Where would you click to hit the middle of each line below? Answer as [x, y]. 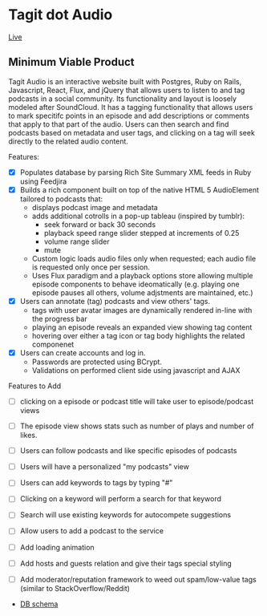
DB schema [39, 604]
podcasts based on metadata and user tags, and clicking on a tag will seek [131, 132]
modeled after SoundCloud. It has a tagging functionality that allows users [131, 107]
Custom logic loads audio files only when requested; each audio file [144, 258]
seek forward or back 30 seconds [100, 224]
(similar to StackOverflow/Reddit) [75, 588]
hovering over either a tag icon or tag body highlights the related [138, 335]
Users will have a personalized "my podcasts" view [105, 467]
